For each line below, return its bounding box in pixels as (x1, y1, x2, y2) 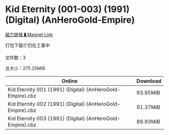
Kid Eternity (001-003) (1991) (5, 4, 130, 15)
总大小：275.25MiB (5, 65, 45, 71)
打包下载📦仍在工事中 (5, 42, 50, 48)
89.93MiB (136, 118, 160, 125)
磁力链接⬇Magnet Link (5, 31, 53, 37)
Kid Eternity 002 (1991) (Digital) (8, 100, 85, 107)
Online (61, 77, 78, 84)
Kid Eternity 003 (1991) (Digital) (8, 115, 85, 122)
